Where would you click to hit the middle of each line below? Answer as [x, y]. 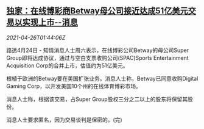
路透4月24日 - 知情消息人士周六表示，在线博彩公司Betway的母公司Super [98, 50]
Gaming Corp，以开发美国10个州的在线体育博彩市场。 [74, 86]
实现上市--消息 [50, 22]
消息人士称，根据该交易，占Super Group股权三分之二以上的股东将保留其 [97, 99]
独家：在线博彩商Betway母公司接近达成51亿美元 [97, 11]
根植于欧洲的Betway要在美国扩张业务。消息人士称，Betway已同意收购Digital [102, 78]
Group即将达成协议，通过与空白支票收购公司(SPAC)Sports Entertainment [97, 57]
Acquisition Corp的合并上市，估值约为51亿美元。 [67, 65]
